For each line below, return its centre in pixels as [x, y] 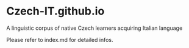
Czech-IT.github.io [55, 11]
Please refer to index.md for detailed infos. [60, 39]
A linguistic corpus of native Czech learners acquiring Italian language [94, 28]
